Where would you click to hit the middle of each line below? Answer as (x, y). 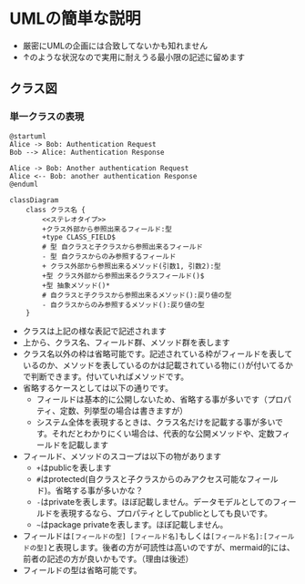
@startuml (28, 136)
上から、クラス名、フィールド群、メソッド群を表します (126, 342)
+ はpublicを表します (74, 467)
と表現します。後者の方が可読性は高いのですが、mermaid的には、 (171, 547)
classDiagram (34, 200)
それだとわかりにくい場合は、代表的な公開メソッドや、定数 (163, 433)
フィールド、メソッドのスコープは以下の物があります (122, 456)
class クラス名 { (56, 210)
